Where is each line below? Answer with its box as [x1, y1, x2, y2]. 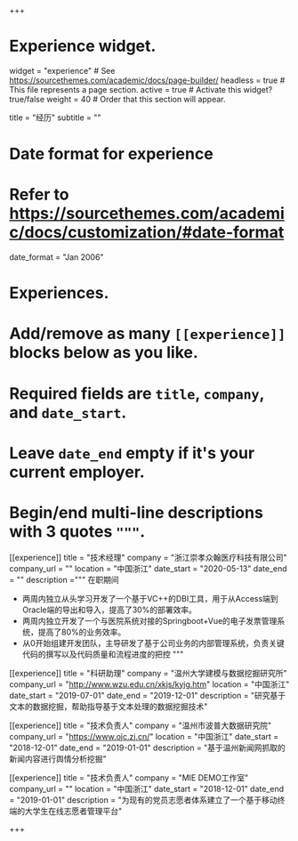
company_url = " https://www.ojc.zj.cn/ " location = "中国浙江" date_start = [9, 731, 279, 741]
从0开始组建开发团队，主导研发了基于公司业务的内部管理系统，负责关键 [21, 637, 285, 648]
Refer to [9, 184, 69, 205]
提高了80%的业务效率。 [37, 627, 126, 637]
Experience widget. [9, 36, 157, 56]
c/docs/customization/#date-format [9, 222, 285, 243]
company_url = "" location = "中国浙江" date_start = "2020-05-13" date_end [9, 562, 287, 574]
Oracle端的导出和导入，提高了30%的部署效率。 [21, 604, 197, 615]
